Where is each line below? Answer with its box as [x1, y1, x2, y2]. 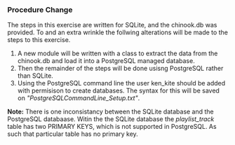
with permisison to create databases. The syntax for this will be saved [17, 86, 220, 95]
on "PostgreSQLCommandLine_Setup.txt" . [17, 94, 140, 102]
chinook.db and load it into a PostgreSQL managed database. [17, 57, 195, 65]
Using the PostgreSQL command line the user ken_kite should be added [17, 79, 226, 88]
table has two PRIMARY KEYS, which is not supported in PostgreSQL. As [7, 123, 217, 131]
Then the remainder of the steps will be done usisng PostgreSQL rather [17, 64, 224, 73]
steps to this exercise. [7, 36, 71, 44]
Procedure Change [7, 5, 73, 15]
